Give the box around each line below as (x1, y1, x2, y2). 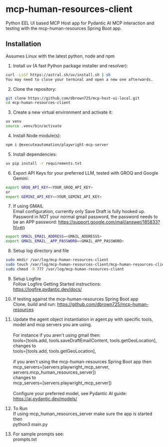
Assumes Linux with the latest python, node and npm (5, 53, 115, 59)
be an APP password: (12, 219, 57, 225)
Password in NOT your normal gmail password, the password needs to (12, 214, 158, 220)
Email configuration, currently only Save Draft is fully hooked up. (12, 209, 146, 215)
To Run (12, 405, 28, 411)
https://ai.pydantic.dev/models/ (12, 396, 78, 402)
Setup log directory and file (12, 248, 69, 254)
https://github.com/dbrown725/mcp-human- (57, 301, 149, 307)
